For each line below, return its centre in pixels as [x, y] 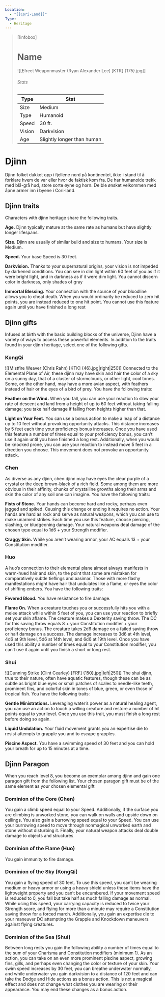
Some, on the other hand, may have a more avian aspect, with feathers [77, 384]
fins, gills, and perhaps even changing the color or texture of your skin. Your [82, 964]
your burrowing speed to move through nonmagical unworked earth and [78, 825]
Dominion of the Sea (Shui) [38, 937]
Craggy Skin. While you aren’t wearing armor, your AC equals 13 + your [78, 539]
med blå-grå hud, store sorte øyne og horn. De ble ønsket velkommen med [81, 185]
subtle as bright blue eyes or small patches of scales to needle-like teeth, [79, 684]
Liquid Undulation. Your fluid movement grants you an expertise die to [77, 729]
